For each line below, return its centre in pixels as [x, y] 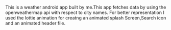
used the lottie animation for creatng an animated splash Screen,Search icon [86, 18]
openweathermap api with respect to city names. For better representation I [85, 12]
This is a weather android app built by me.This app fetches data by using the [86, 7]
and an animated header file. [35, 23]
